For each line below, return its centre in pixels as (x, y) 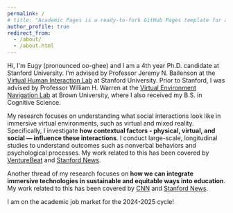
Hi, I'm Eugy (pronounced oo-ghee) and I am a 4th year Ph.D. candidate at (113, 66)
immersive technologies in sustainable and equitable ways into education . (116, 181)
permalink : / (26, 14)
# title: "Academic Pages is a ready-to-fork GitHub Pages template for (114, 20)
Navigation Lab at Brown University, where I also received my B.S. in (105, 95)
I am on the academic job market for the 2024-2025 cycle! (91, 202)
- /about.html (34, 46)
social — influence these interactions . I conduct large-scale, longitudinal (112, 138)
